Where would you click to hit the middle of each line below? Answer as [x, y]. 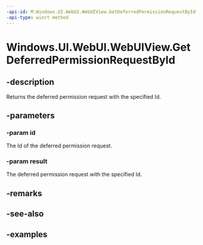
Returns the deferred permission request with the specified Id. [84, 96]
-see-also [25, 214]
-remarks [24, 193]
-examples [27, 234]
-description [30, 82]
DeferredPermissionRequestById [91, 60]
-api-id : [17, 12]
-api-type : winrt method [37, 17]
